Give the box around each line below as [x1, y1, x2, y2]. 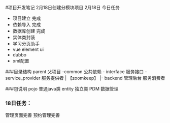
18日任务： [5, 100, 32, 107]
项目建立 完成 [12, 15, 41, 21]
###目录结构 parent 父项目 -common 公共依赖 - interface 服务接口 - [5, 69, 147, 75]
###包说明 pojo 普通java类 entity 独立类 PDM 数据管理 [5, 86, 119, 91]
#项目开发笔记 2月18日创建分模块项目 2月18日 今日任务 [5, 5, 120, 10]
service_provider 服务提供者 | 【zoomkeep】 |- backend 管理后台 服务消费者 [5, 75, 165, 81]
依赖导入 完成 [12, 22, 41, 27]
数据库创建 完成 [12, 28, 46, 34]
